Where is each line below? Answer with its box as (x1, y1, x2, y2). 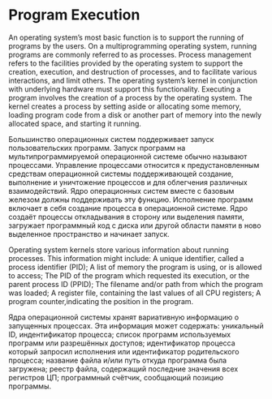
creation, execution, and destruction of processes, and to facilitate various (8, 66, 257, 76)
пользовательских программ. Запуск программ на (8, 143, 186, 152)
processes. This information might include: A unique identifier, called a (8, 253, 244, 263)
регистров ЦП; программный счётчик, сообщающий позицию (8, 372, 224, 382)
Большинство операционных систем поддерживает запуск (8, 134, 214, 144)
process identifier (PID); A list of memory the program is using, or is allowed (8, 262, 262, 272)
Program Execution (8, 6, 140, 24)
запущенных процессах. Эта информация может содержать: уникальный (8, 320, 264, 330)
